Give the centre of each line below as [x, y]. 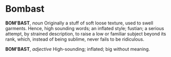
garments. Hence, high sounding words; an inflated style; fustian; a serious [85, 28]
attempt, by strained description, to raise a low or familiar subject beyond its [86, 34]
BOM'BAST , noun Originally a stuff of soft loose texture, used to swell [79, 23]
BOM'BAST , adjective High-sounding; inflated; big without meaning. [78, 49]
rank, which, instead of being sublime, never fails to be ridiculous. [75, 39]
